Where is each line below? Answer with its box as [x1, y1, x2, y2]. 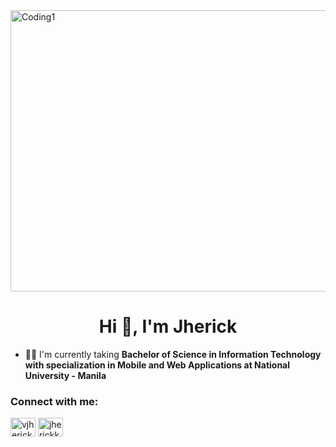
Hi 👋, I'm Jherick [98, 315, 238, 338]
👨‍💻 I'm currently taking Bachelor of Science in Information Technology [24, 348, 322, 360]
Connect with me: [10, 394, 99, 408]
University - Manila [24, 369, 107, 381]
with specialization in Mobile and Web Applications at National [24, 359, 291, 371]
